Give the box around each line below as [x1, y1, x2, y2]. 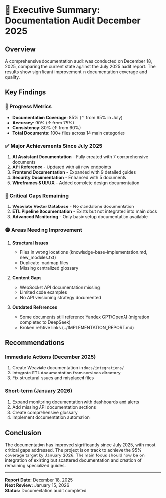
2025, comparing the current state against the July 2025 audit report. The [5, 64, 156, 69]
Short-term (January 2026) [5, 387, 73, 394]
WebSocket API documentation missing [19, 284, 100, 290]
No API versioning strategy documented [19, 294, 101, 300]
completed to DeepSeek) [19, 319, 71, 325]
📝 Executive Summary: [5, 4, 100, 16]
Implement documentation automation [12, 415, 90, 420]
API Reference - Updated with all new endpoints [12, 164, 111, 170]
